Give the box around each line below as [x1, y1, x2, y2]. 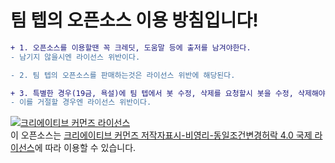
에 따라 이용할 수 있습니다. [34, 142, 137, 154]
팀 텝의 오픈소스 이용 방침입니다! [10, 9, 259, 32]
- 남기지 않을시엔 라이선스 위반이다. [10, 52, 141, 62]
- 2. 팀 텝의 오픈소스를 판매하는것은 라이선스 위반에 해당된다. [10, 70, 236, 80]
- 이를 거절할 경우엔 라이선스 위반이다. [10, 97, 152, 108]
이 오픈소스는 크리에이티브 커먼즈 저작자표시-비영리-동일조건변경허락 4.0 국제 [10, 129, 313, 141]
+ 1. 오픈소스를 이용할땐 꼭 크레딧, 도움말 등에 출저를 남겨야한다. [10, 42, 252, 53]
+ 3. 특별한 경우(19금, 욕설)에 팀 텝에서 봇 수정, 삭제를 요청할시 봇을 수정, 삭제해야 [10, 88, 326, 98]
